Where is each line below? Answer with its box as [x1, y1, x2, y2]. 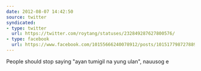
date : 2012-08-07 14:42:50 [6, 8, 74, 15]
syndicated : [6, 20, 36, 25]
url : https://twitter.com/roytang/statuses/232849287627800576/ [11, 31, 175, 37]
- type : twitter [6, 25, 47, 31]
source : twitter [6, 14, 47, 20]
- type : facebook [6, 36, 50, 42]
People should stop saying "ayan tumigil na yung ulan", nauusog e [6, 57, 169, 65]
